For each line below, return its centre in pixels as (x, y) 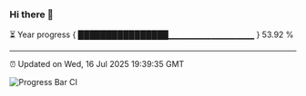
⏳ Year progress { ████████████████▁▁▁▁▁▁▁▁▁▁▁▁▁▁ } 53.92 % (152, 34)
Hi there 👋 (32, 14)
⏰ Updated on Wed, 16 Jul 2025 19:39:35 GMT (97, 64)
